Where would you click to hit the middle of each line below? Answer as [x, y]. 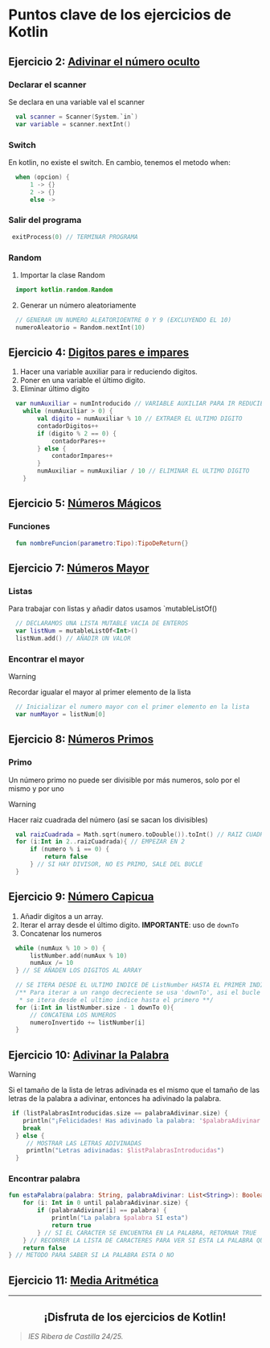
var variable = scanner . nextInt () [73, 124]
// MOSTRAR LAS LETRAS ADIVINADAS [84, 1143]
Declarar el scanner [47, 85]
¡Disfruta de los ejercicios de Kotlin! [135, 1317]
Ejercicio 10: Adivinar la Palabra [89, 1055]
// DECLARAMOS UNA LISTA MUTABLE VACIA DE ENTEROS [102, 624]
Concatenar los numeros [61, 933]
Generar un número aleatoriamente [78, 305]
